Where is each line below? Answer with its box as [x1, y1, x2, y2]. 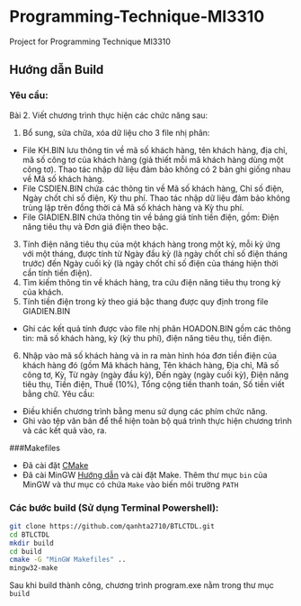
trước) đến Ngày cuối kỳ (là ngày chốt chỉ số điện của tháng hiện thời [22, 258, 279, 268]
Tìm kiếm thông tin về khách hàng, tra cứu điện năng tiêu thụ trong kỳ [22, 276, 281, 287]
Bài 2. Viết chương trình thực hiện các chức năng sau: [9, 110, 208, 121]
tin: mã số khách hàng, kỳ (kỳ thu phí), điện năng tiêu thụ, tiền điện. [22, 332, 272, 343]
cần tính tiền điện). [22, 267, 93, 278]
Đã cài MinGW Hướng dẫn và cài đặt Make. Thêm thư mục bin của [22, 469, 268, 480]
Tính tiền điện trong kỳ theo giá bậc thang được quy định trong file [22, 295, 269, 307]
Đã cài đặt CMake [22, 459, 89, 470]
